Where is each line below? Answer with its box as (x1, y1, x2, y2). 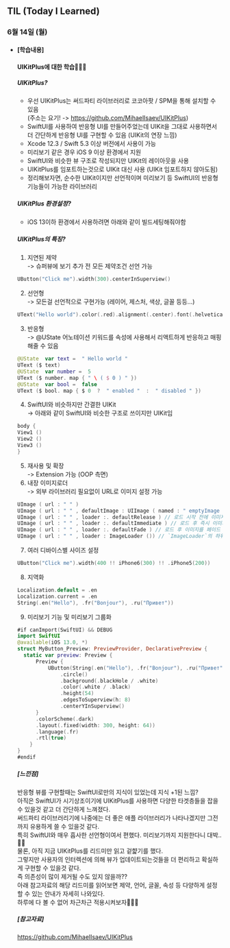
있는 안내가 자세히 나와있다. (31, 889, 105, 897)
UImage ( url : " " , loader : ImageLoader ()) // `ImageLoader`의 (16, 533, 212, 540)
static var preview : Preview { (23, 652, 113, 659)
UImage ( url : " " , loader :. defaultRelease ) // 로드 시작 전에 (16, 513, 208, 520)
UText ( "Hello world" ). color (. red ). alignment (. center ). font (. (16, 311, 196, 318)
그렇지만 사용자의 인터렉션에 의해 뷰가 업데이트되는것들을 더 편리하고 (16, 855, 201, 863)
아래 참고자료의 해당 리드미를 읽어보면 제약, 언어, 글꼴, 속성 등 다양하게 (16, 881, 205, 889)
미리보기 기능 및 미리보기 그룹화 (27, 613, 112, 621)
